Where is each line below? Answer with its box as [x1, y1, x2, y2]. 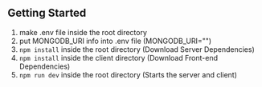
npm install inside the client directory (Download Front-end [18, 53, 219, 62]
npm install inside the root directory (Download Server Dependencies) [18, 44, 255, 54]
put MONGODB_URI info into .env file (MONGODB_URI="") [18, 36, 212, 45]
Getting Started [7, 6, 87, 20]
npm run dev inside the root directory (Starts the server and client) [18, 69, 238, 79]
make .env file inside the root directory [18, 27, 148, 37]
